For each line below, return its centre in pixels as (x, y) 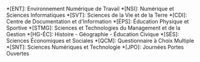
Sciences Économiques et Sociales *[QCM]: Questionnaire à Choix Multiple (100, 41)
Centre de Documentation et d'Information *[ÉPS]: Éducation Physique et (98, 21)
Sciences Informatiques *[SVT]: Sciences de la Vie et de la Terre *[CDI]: (97, 15)
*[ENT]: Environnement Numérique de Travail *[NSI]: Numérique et (90, 9)
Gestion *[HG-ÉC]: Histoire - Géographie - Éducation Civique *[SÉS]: (93, 34)
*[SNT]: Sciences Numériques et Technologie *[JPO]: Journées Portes (95, 47)
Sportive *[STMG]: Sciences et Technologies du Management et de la (93, 28)
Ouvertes (18, 53)
